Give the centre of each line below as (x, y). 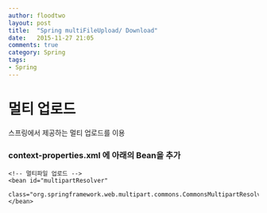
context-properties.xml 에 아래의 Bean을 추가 (95, 155)
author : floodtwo (37, 15)
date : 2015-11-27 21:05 (51, 38)
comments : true (33, 45)
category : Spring (37, 52)
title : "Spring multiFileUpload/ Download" (83, 30)
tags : (17, 60)
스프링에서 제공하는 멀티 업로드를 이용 (67, 133)
